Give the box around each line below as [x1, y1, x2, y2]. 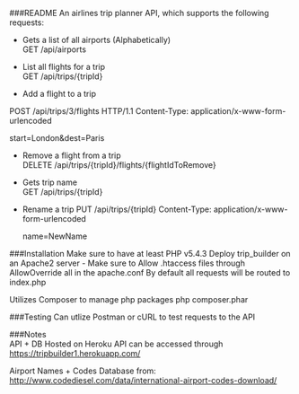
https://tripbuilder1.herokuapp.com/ [9, 348, 141, 358]
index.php [9, 277, 47, 287]
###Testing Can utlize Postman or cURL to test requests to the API [9, 311, 256, 322]
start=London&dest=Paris [9, 133, 105, 143]
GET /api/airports [22, 44, 87, 55]
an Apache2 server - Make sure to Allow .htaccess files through [9, 258, 245, 268]
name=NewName [22, 231, 88, 241]
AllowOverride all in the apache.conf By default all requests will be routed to [9, 267, 291, 277]
